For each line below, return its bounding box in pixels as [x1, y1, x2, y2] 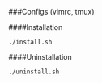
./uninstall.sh [8, 68, 60, 76]
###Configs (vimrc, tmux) [8, 7, 95, 16]
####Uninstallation [8, 52, 72, 61]
